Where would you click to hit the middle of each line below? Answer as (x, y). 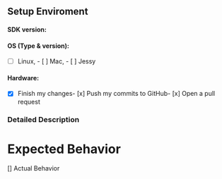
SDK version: (27, 29)
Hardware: (23, 78)
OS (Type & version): (38, 46)
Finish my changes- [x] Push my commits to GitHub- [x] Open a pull (116, 94)
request (29, 101)
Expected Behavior (64, 149)
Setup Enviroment (48, 12)
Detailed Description (43, 120)
